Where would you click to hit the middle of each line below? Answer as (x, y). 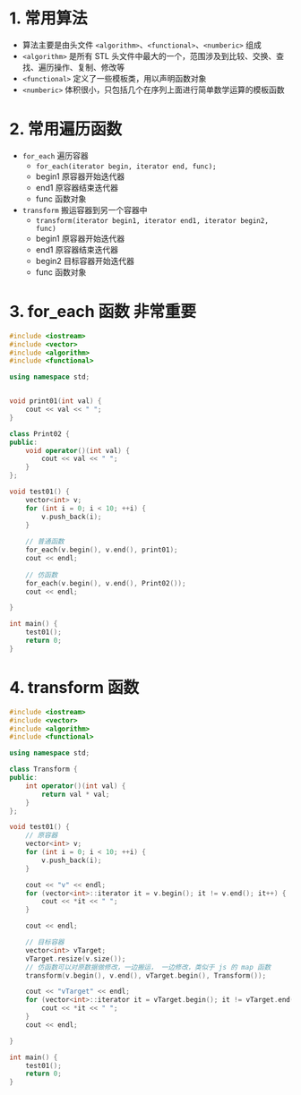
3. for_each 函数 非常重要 (103, 312)
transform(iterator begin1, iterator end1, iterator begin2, (152, 220)
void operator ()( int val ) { (77, 450)
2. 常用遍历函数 (66, 129)
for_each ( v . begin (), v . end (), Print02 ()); (106, 583)
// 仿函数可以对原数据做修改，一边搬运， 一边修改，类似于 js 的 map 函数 (148, 967)
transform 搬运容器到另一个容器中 (85, 210)
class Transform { (43, 770)
